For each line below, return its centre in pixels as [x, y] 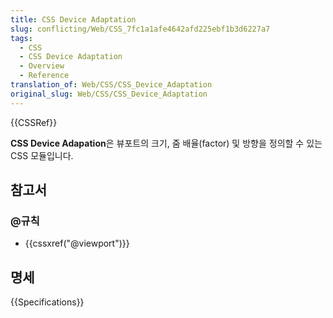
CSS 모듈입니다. [42, 155]
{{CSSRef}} [34, 122]
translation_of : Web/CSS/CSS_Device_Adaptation [111, 85]
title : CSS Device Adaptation [73, 19]
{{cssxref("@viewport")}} [77, 243]
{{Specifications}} [47, 302]
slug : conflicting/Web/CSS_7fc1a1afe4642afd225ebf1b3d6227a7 [140, 29]
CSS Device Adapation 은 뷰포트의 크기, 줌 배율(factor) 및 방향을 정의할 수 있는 [166, 143]
